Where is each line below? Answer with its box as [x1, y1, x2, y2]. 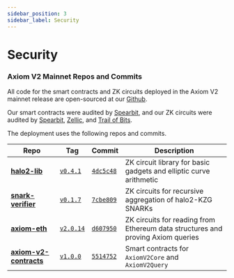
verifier [10, 199, 36, 209]
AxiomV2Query [125, 261, 169, 269]
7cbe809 [91, 196, 117, 203]
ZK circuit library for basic [125, 157, 210, 167]
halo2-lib [10, 166, 43, 176]
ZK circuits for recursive [125, 186, 204, 196]
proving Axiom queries [125, 232, 200, 242]
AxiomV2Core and [125, 252, 179, 262]
